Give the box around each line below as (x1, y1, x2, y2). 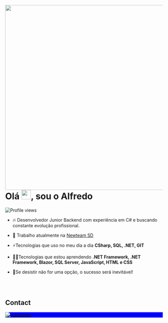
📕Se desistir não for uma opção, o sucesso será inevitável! (12, 269, 133, 275)
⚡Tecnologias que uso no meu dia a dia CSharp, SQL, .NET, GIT (12, 242, 144, 248)
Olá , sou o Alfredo (5, 191, 93, 202)
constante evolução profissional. (12, 222, 80, 228)
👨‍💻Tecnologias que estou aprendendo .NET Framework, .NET (12, 254, 141, 260)
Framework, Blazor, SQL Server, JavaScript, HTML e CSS (12, 259, 133, 265)
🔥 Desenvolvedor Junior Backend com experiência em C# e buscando (12, 217, 157, 223)
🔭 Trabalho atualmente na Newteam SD (12, 232, 93, 238)
